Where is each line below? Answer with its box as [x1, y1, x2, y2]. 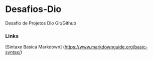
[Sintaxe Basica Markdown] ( [5, 44, 65, 50]
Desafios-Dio [5, 3, 62, 15]
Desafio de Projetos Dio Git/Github [5, 20, 77, 26]
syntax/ [5, 49, 21, 55]
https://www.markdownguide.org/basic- [64, 44, 148, 50]
